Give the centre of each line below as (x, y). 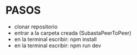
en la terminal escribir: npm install (55, 39)
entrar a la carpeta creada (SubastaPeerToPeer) (73, 33)
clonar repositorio (36, 27)
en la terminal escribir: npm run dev (58, 46)
